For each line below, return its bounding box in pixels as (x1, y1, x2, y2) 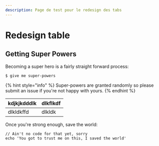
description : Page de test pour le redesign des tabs (5, 7, 122, 13)
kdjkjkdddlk (8, 100, 37, 107)
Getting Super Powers (5, 50, 76, 59)
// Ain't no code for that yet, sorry (5, 131, 88, 136)
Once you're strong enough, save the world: (5, 121, 98, 128)
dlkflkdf (41, 100, 61, 107)
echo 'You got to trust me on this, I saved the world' (5, 136, 126, 141)
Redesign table (5, 29, 70, 41)
